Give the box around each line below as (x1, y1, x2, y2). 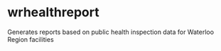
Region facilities (7, 35, 55, 43)
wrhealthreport (7, 4, 99, 21)
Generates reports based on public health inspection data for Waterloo (7, 28, 215, 36)
